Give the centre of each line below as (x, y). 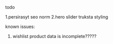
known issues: (20, 26)
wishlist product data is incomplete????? (54, 36)
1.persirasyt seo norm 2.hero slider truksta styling (57, 17)
